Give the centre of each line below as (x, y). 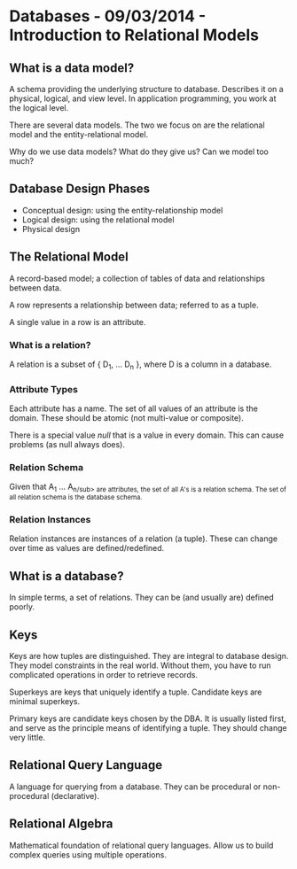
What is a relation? (50, 345)
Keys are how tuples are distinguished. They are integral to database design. (149, 656)
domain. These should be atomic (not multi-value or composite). (126, 418)
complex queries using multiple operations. (88, 854)
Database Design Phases (80, 189)
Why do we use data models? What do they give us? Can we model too (139, 151)
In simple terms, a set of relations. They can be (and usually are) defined (141, 597)
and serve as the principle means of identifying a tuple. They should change (148, 728)
